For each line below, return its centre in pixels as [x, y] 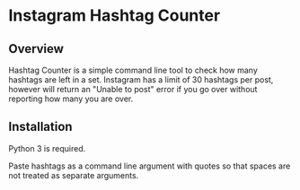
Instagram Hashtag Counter [115, 16]
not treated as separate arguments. [74, 175]
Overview [36, 49]
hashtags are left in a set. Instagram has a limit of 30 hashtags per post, [141, 80]
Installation [40, 127]
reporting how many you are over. [71, 99]
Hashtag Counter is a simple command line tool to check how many [133, 70]
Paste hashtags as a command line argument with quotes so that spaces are [150, 166]
